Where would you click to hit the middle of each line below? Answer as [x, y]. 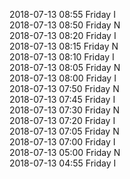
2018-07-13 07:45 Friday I [62, 99]
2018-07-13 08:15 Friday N [64, 46]
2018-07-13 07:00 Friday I [62, 142]
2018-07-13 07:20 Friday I [62, 120]
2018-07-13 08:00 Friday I [63, 78]
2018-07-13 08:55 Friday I [62, 14]
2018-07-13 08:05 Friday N [65, 67]
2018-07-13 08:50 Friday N [65, 25]
